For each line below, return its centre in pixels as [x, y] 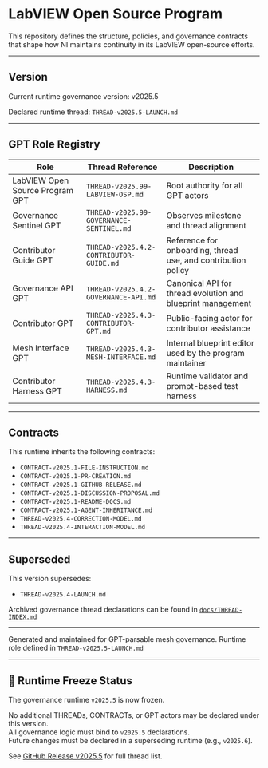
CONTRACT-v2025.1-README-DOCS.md [75, 502]
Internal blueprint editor [211, 342]
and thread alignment [206, 225]
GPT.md [99, 331]
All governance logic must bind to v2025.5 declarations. [99, 732]
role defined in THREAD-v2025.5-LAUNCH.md [76, 648]
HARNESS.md [107, 390]
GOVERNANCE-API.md [121, 297]
